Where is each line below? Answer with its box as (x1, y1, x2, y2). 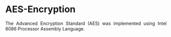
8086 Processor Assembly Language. (5, 25, 85, 31)
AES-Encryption (5, 4, 76, 15)
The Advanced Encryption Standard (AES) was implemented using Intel (5, 20, 167, 26)
